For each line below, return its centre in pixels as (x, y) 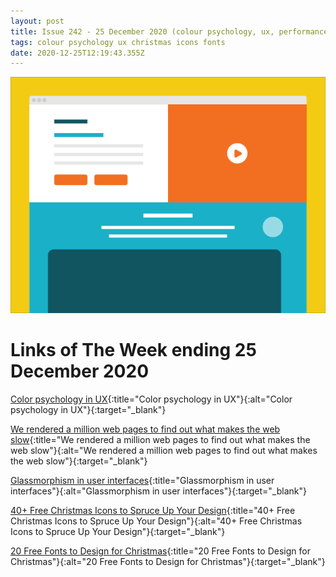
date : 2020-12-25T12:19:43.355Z (77, 53)
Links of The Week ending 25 (133, 350)
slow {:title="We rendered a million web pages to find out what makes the (160, 440)
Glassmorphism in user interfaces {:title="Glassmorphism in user (142, 481)
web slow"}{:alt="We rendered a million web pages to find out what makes (164, 451)
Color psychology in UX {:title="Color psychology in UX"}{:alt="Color (151, 399)
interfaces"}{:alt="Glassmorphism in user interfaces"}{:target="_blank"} (158, 491)
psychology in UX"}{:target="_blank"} (88, 410)
